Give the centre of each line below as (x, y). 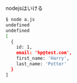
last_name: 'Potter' (41, 64)
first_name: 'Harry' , (43, 59)
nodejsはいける (24, 8)
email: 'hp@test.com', (44, 53)
